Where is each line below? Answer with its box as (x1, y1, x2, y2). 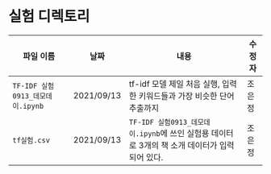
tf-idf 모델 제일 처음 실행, (128, 78, 220, 89)
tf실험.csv (12, 135, 51, 145)
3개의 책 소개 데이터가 (138, 139, 218, 151)
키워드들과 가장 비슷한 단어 (138, 90, 235, 101)
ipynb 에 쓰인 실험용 (140, 127, 210, 139)
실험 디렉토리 (8, 7, 90, 26)
